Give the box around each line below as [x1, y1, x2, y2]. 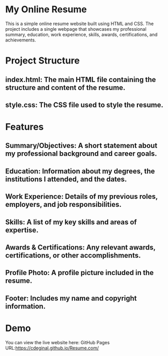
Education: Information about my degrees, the [5, 166, 155, 175]
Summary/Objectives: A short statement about [5, 141, 157, 150]
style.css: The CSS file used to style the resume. [5, 100, 163, 109]
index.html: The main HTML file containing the [5, 75, 156, 84]
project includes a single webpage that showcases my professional [5, 26, 147, 32]
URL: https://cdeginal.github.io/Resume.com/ [5, 345, 99, 351]
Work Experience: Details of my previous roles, [5, 192, 158, 201]
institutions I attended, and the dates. [5, 175, 127, 183]
